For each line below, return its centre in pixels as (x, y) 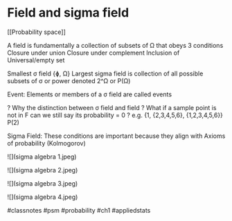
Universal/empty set (36, 60)
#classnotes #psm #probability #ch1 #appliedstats (79, 210)
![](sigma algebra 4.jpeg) (43, 197)
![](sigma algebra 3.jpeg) (43, 183)
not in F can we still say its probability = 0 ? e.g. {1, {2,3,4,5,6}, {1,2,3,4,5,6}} (115, 115)
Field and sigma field (68, 13)
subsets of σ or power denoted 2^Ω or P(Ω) (69, 80)
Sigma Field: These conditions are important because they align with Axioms (116, 136)
